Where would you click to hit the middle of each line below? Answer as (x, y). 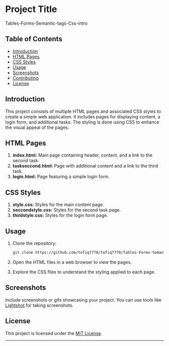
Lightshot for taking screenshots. (39, 305)
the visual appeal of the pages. (37, 127)
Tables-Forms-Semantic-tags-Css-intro (47, 23)
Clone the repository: (34, 243)
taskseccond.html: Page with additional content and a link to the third (85, 166)
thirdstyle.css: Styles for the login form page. (60, 216)
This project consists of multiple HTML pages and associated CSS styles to (83, 111)
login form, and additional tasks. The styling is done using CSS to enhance (82, 122)
